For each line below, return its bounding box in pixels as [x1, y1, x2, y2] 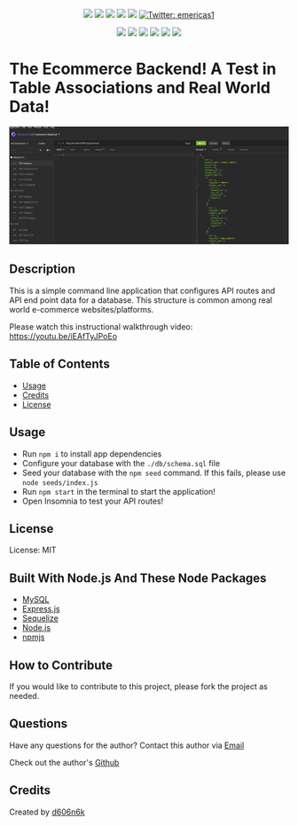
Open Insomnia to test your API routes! [21, 496, 164, 506]
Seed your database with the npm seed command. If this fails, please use [21, 467, 286, 478]
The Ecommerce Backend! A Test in [9, 59, 277, 79]
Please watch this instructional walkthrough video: [9, 321, 193, 332]
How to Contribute [9, 657, 114, 672]
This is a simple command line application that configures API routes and [9, 285, 276, 296]
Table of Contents [9, 356, 111, 372]
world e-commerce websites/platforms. [9, 304, 153, 314]
